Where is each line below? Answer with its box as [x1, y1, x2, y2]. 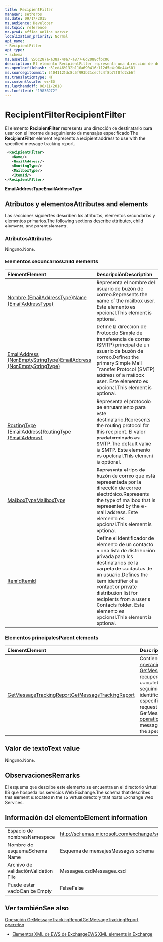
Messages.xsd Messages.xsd [60, 867, 126, 874]
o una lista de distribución [96, 547, 155, 553]
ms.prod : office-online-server [5, 30, 68, 34]
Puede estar [7, 881, 35, 888]
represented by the [96, 503, 140, 509]
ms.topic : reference [5, 25, 47, 30]
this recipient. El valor [96, 428, 146, 435]
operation [5, 922, 24, 928]
